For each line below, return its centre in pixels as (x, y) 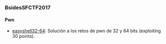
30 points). (23, 36)
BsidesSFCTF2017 (28, 8)
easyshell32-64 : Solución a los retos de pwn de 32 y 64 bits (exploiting (87, 31)
